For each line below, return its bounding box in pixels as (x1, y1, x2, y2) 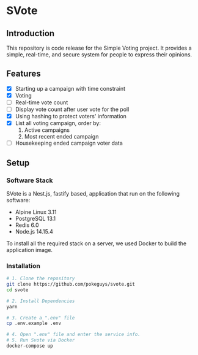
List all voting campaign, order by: (15, 120, 101, 127)
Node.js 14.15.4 (15, 227, 54, 235)
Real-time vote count (15, 99, 68, 106)
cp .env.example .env (6, 320, 62, 327)
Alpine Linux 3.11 (15, 208, 57, 215)
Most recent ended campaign (24, 133, 99, 140)
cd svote (6, 286, 29, 293)
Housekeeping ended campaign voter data (15, 139, 123, 147)
